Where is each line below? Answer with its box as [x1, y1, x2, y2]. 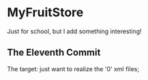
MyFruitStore [7, 5, 84, 20]
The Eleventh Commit [7, 47, 101, 58]
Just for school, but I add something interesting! [7, 27, 142, 35]
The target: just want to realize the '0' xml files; [7, 64, 140, 73]
